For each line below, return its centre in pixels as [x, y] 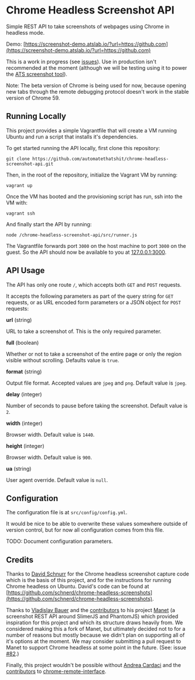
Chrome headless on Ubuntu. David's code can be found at [78, 586]
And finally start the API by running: [49, 224]
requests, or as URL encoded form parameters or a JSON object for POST [94, 302]
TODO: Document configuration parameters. [59, 541]
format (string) [24, 371]
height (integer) [25, 446]
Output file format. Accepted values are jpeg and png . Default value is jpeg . [96, 383]
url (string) [19, 319]
